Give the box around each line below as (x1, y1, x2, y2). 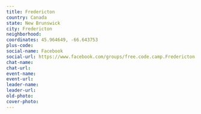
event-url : (6, 76, 34, 82)
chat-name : (6, 59, 34, 65)
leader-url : (6, 87, 36, 93)
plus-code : (6, 43, 34, 49)
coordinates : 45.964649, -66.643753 (6, 37, 98, 43)
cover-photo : (6, 98, 39, 104)
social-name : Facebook (6, 48, 63, 54)
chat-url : (6, 65, 31, 71)
